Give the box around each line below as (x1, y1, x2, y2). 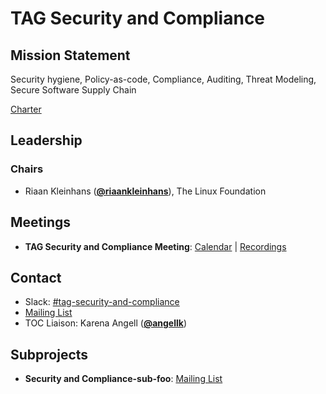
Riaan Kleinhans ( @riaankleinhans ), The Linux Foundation (24, 185, 267, 197)
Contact (10, 269, 62, 286)
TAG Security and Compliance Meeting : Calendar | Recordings (24, 240, 287, 252)
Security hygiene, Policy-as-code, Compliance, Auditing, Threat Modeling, (10, 73, 317, 85)
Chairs (10, 162, 44, 176)
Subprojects (10, 346, 89, 363)
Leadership (10, 132, 83, 149)
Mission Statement (10, 47, 131, 64)
